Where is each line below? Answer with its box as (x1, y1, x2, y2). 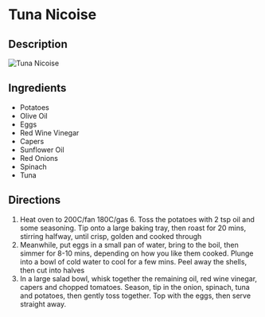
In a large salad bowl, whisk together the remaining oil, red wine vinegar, (19, 273, 257, 284)
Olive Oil (19, 111, 48, 120)
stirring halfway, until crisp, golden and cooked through (19, 231, 202, 241)
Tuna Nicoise (8, 6, 97, 24)
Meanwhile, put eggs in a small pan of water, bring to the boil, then (19, 240, 239, 249)
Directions (8, 194, 61, 207)
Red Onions (19, 153, 58, 162)
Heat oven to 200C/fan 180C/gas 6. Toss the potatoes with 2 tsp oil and (19, 214, 255, 224)
